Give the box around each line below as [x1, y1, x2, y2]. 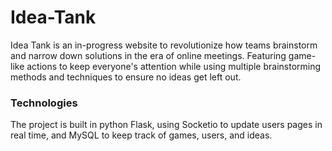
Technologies [10, 96, 78, 110]
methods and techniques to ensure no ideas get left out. [10, 71, 242, 83]
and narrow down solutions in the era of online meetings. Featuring [10, 49, 287, 61]
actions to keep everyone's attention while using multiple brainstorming [26, 60, 322, 72]
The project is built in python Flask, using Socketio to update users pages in [10, 119, 323, 131]
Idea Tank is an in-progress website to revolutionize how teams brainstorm [10, 39, 318, 51]
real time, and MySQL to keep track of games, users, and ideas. [10, 129, 273, 141]
